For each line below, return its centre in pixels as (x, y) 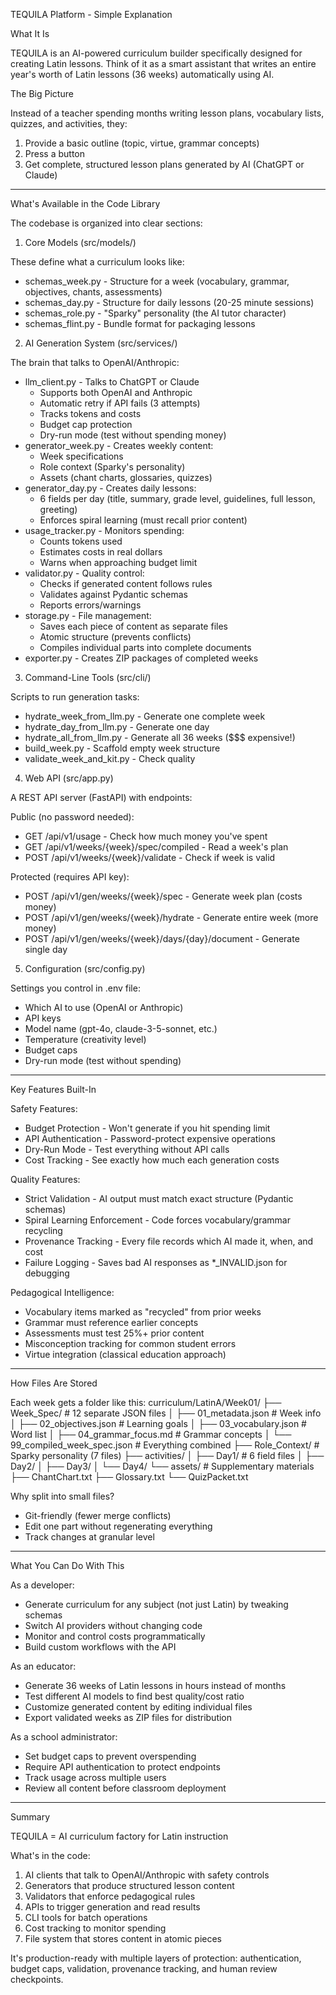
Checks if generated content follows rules (126, 583)
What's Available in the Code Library (85, 203)
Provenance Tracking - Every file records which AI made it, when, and (169, 1241)
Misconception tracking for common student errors (130, 1343)
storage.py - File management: (88, 615)
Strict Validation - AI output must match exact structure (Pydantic (159, 1198)
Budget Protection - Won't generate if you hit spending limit (147, 1128)
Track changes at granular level (89, 1537)
